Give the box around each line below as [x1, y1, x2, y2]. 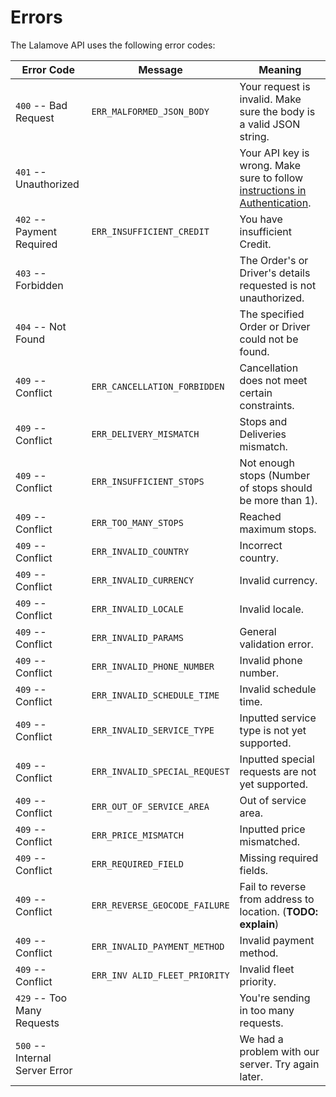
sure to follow [239, 171, 304, 185]
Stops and [239, 414, 288, 428]
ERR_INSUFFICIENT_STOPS [91, 476, 205, 487]
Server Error [15, 1063, 73, 1077]
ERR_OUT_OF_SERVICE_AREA [91, 801, 210, 812]
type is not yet [239, 723, 307, 737]
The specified [239, 307, 305, 321]
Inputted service [239, 711, 317, 725]
